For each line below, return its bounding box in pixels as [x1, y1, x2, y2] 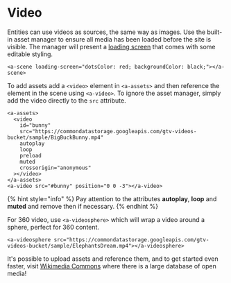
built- [207, 28, 223, 36]
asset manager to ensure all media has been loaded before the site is [13, 35, 212, 43]
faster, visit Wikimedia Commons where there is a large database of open [7, 261, 216, 270]
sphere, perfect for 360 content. [7, 223, 99, 231]
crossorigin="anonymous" [19, 164, 92, 171]
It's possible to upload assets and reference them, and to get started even [7, 255, 219, 263]
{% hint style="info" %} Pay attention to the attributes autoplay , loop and [7, 194, 217, 203]
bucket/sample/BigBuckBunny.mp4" [7, 134, 104, 141]
